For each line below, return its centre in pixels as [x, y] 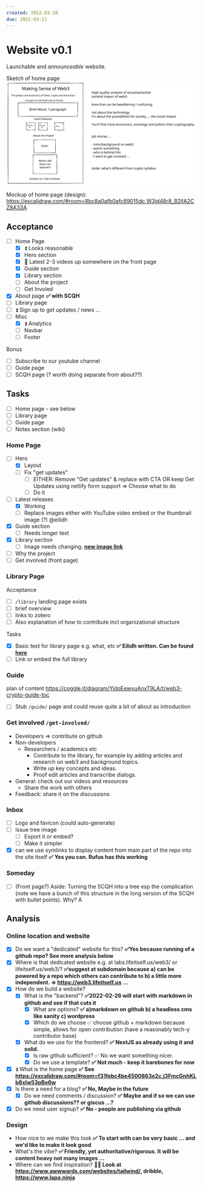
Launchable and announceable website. [56, 67]
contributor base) [55, 1035]
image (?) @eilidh [46, 520]
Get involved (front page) [46, 560]
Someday [21, 873]
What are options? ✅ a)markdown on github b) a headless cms [113, 1009]
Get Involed [38, 289]
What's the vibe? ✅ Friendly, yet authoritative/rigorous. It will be [97, 1151]
